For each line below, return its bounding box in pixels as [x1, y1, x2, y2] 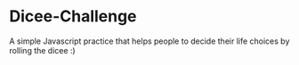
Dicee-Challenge [9, 6, 137, 27]
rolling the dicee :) [9, 45, 76, 55]
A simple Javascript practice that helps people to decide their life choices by [9, 36, 290, 46]
